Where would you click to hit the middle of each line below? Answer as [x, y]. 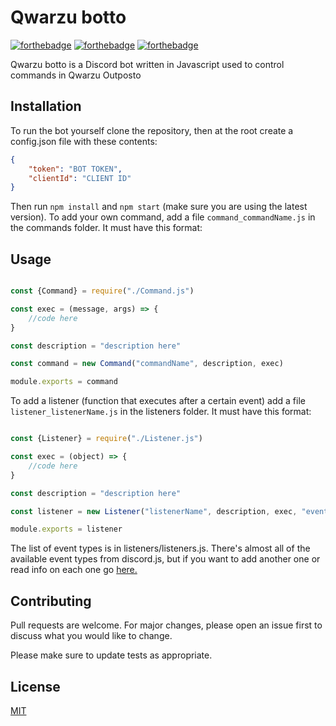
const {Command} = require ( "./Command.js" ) [102, 291]
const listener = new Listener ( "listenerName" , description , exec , [154, 511]
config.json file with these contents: [84, 141]
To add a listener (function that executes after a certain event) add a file [158, 401]
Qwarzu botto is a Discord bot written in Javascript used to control [147, 64]
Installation [46, 106]
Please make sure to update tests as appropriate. [111, 655]
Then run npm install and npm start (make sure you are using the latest [159, 207]
